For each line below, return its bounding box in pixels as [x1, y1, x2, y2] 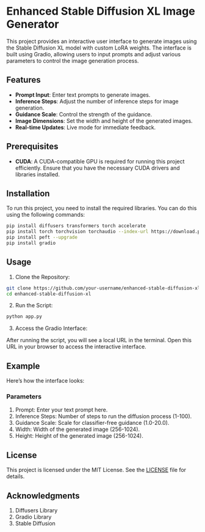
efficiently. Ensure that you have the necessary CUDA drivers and [15, 164, 180, 171]
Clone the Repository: [15, 273, 70, 280]
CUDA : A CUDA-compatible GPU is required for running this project [15, 157, 185, 165]
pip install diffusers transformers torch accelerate [6, 223, 146, 229]
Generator [6, 17, 59, 31]
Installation [6, 188, 50, 198]
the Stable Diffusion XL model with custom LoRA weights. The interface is [6, 44, 192, 51]
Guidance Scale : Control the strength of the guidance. [15, 110, 153, 118]
